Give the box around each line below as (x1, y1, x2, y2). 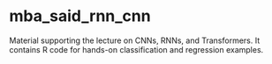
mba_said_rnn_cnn (9, 6, 152, 26)
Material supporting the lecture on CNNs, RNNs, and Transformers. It (9, 35, 261, 46)
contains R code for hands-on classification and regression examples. (9, 44, 264, 54)
